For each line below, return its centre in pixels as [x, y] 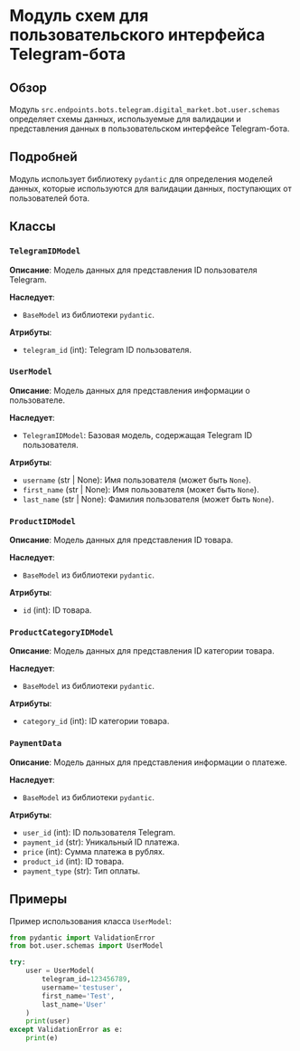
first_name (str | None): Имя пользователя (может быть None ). [141, 489]
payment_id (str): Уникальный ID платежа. [101, 842]
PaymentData [36, 744]
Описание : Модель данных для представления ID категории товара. [142, 651]
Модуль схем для [79, 16]
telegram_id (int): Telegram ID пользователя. [107, 349]
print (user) [48, 1021]
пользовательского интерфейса [137, 35]
